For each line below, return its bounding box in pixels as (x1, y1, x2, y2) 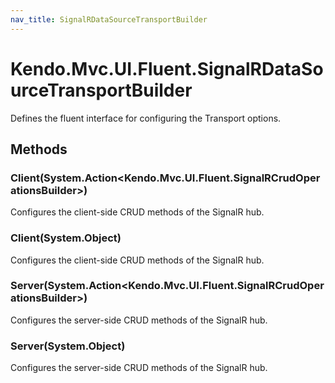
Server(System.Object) (10, 339, 126, 353)
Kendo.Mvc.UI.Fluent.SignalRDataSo (10, 57, 324, 80)
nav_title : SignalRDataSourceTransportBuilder (10, 14, 208, 25)
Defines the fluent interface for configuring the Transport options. (10, 112, 282, 124)
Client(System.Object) (10, 231, 122, 245)
